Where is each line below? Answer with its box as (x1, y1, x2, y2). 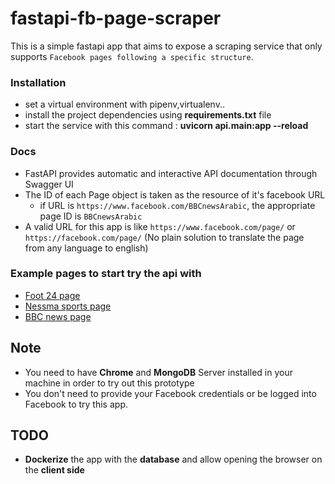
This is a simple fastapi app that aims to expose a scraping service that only (10, 40, 323, 52)
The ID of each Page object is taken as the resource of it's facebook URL (24, 188, 326, 201)
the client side (24, 464, 85, 476)
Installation (10, 75, 67, 89)
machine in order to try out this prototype (24, 377, 195, 389)
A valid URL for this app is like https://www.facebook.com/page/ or (24, 220, 296, 232)
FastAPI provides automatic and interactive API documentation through (24, 167, 318, 179)
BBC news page (24, 310, 92, 322)
